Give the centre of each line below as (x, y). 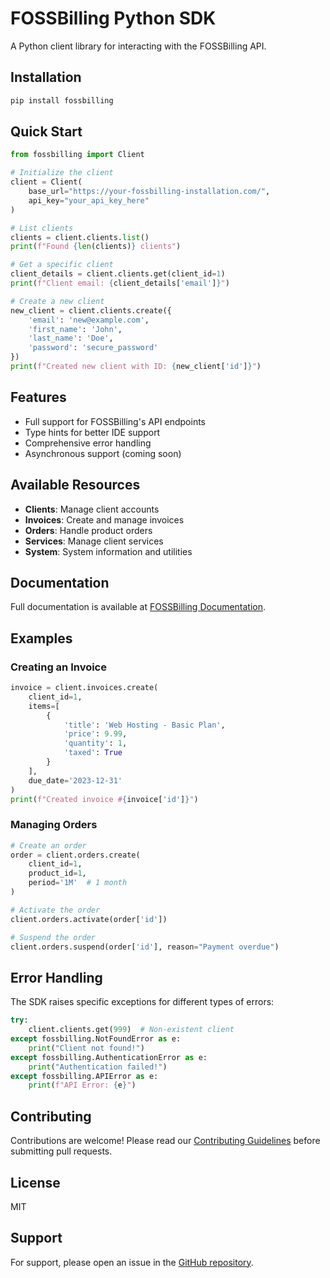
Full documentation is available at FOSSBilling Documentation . (138, 607)
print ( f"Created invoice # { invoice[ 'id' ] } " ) (104, 799)
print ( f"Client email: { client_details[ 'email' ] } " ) (120, 283)
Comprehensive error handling (88, 443)
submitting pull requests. (61, 1151)
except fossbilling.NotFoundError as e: (96, 1039)
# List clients (42, 228)
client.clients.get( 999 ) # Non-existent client (131, 1030)
